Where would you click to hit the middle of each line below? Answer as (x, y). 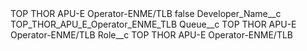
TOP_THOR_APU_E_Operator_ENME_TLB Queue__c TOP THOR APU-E (153, 24)
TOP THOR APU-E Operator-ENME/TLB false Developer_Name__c (146, 13)
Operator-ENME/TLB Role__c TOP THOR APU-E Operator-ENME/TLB (152, 35)
